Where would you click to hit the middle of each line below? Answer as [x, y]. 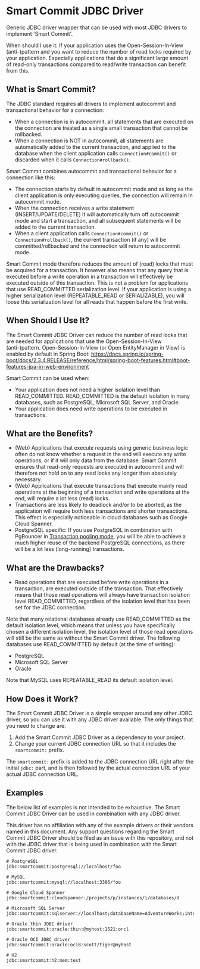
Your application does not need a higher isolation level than [87, 390]
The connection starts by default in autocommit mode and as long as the [104, 189]
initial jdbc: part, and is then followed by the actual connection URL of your [98, 768]
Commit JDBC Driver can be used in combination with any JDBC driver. [93, 814]
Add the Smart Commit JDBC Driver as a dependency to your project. [100, 737]
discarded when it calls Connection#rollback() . [73, 160]
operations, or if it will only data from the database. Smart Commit [96, 460]
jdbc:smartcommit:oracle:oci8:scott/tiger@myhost [69, 945]
